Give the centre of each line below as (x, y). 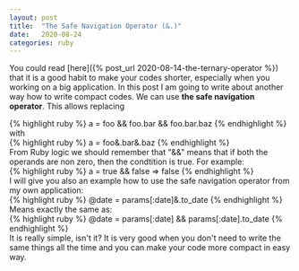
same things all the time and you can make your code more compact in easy (150, 248)
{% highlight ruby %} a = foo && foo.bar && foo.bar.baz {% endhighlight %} (148, 124)
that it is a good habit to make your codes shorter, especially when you (140, 78)
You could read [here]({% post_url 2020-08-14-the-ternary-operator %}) (144, 68)
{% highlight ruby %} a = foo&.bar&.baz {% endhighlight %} (120, 143)
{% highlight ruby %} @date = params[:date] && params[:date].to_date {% (146, 219)
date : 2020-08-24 (46, 34)
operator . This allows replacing (67, 106)
